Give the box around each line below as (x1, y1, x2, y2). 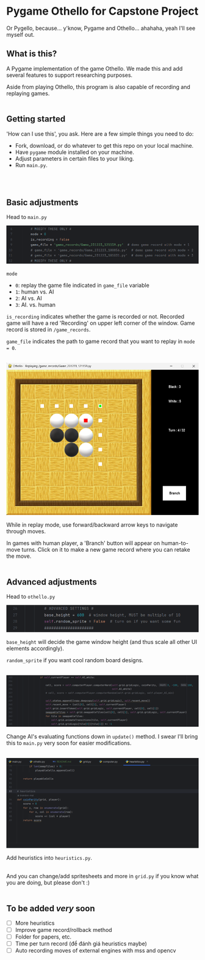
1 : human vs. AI (15, 288, 54, 295)
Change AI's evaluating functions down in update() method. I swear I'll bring (6, 732, 198, 740)
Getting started (6, 114, 66, 125)
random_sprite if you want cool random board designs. (6, 657, 143, 664)
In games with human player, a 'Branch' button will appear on (6, 540, 160, 547)
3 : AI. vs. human (15, 301, 56, 309)
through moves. (6, 528, 46, 535)
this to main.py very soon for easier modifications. (6, 739, 132, 746)
